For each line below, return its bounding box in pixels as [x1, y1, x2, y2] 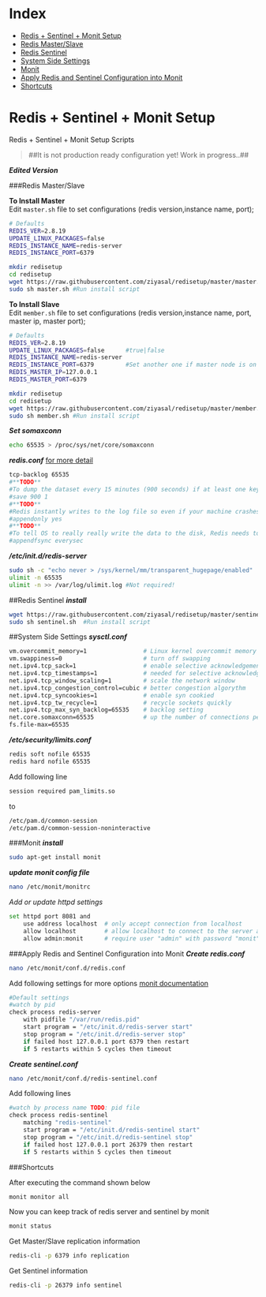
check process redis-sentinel [9, 1112, 109, 1119]
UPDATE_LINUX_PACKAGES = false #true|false [9, 346, 165, 354]
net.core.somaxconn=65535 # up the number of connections [9, 713, 249, 722]
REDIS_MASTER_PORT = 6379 [9, 376, 88, 383]
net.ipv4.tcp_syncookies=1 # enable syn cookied [9, 691, 215, 699]
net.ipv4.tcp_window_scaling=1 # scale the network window [9, 676, 236, 685]
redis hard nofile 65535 [9, 757, 91, 765]
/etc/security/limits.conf [9, 735, 92, 744]
